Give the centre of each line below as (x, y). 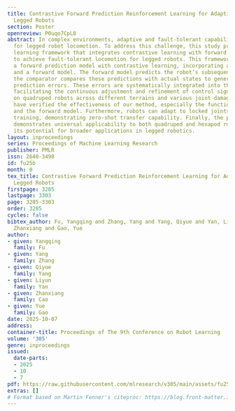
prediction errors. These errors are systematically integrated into (117, 85)
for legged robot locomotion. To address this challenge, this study (117, 46)
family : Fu (29, 248)
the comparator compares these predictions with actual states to (112, 79)
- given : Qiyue (29, 267)
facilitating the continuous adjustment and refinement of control (114, 92)
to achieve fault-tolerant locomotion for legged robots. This (107, 59)
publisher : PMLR (31, 150)
